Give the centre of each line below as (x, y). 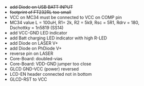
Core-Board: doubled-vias (36, 59)
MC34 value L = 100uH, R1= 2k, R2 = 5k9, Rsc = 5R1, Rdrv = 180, (74, 22)
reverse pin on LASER (31, 53)
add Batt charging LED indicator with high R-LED (58, 38)
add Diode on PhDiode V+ (36, 48)
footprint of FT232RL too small (40, 12)
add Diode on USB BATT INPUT (41, 7)
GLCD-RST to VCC (28, 79)
